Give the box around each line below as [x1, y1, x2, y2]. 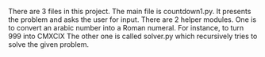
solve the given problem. [8, 40, 90, 49]
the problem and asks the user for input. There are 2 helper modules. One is [8, 15, 256, 24]
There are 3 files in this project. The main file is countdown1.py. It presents [8, 7, 252, 16]
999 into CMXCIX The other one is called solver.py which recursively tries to [8, 31, 258, 41]
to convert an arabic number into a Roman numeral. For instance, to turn [8, 23, 244, 32]
